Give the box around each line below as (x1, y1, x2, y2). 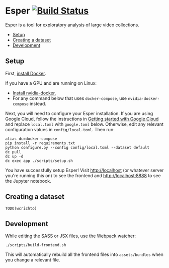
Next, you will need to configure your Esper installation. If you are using (5, 110, 153, 116)
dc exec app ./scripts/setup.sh (5, 158, 73, 164)
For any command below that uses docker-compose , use (12, 95, 127, 101)
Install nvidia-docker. (12, 90, 56, 96)
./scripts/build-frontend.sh (5, 243, 66, 248)
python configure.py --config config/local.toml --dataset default (5, 145, 150, 150)
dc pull (5, 149, 22, 154)
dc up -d (5, 154, 24, 159)
